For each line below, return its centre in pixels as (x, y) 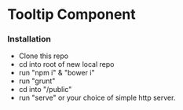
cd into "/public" (45, 90)
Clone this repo (43, 56)
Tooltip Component (72, 15)
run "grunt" (37, 81)
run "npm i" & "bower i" (57, 73)
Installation (29, 39)
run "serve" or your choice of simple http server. (97, 98)
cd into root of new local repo (66, 64)
